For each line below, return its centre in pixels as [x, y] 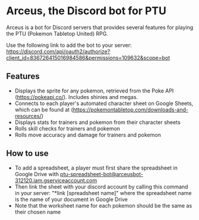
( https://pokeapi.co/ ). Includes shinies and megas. [76, 97]
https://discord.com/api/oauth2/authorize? [58, 51]
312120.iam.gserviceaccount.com [56, 180]
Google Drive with [37, 174]
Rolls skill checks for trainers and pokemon [67, 128]
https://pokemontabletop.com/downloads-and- [131, 109]
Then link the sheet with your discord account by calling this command [101, 186]
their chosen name [38, 212]
